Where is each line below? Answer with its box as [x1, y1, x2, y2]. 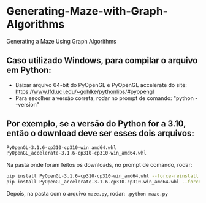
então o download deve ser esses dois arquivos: [6, 128, 194, 139]
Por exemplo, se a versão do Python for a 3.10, [6, 118, 186, 129]
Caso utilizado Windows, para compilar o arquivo [6, 55, 198, 66]
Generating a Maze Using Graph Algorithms [6, 37, 116, 45]
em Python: [6, 65, 52, 75]
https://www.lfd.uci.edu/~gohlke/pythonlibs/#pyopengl [15, 88, 154, 95]
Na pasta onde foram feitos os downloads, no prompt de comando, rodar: [6, 161, 193, 169]
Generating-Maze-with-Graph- [6, 4, 169, 18]
